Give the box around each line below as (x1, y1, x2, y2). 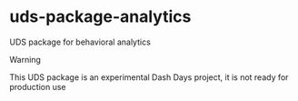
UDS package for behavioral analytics (9, 36, 152, 47)
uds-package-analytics (9, 6, 192, 27)
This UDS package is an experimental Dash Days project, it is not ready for (9, 71, 289, 83)
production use (9, 81, 66, 92)
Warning (9, 54, 41, 65)
